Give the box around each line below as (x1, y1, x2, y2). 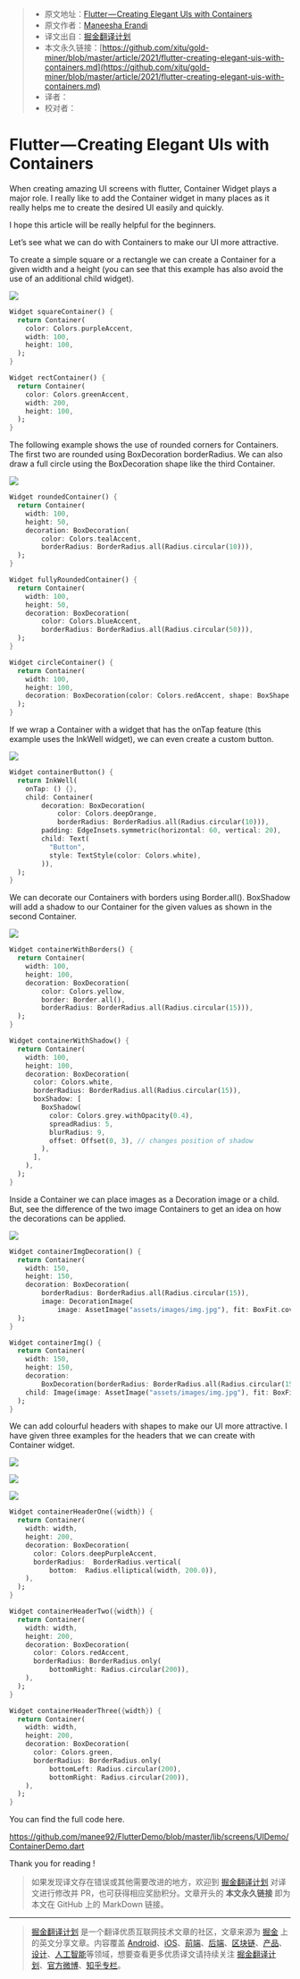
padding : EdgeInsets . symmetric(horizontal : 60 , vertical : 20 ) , (41, 826, 281, 835)
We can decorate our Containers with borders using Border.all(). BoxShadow (9, 892, 291, 903)
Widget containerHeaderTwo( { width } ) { (9, 1607, 154, 1616)
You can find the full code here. (9, 1814, 125, 1825)
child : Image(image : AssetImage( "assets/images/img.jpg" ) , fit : (25, 1387, 270, 1397)
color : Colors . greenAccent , (25, 389, 129, 399)
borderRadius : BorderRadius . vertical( (32, 1557, 181, 1566)
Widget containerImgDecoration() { (9, 1247, 142, 1256)
